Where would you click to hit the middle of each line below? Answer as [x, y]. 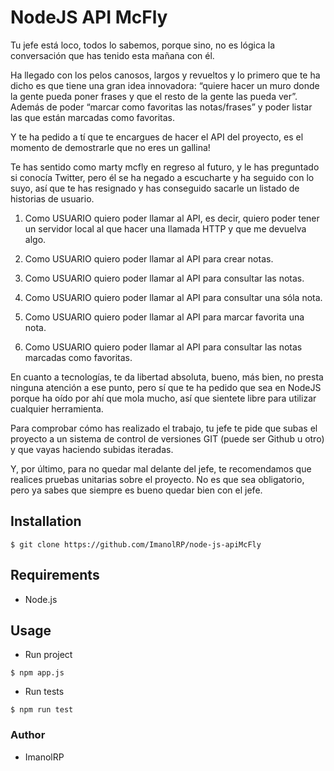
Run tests [44, 692]
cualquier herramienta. [57, 408]
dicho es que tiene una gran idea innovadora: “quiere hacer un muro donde [165, 85]
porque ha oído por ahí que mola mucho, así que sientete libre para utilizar [163, 398]
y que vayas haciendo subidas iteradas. [92, 449]
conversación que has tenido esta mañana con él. [112, 55]
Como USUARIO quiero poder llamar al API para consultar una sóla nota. [173, 297]
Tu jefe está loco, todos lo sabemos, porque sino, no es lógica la [143, 45]
